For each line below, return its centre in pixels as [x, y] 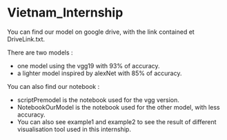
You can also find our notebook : [53, 86]
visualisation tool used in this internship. [74, 129]
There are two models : [40, 52]
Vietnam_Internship [65, 13]
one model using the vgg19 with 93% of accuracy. [88, 66]
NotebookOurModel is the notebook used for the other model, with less [118, 107]
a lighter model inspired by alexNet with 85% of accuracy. [99, 73]
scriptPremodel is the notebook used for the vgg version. [98, 100]
